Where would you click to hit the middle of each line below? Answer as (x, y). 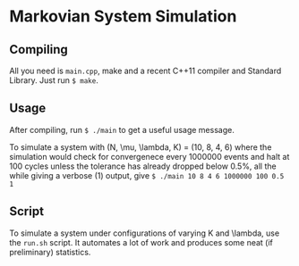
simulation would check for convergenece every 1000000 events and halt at (149, 156)
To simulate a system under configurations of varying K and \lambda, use (145, 233)
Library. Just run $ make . (54, 80)
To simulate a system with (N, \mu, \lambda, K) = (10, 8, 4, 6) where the (141, 147)
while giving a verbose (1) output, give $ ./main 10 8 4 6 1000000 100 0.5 (147, 175)
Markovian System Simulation (123, 17)
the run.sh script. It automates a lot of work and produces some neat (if (141, 242)
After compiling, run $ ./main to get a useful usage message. (122, 129)
